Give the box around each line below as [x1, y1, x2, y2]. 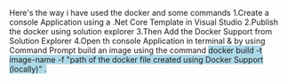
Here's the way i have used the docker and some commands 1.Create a [9, 8, 269, 18]
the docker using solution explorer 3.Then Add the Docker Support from [9, 26, 273, 36]
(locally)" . [9, 64, 47, 74]
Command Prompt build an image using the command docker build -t [9, 45, 263, 56]
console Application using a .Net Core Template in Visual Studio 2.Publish [9, 17, 278, 27]
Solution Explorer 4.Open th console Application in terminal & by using [9, 35, 266, 46]
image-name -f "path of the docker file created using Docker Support [9, 55, 264, 64]
